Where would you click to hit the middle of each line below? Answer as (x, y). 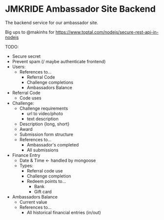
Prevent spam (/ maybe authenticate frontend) (59, 61)
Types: (26, 166)
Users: (19, 67)
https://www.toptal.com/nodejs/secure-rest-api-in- (107, 32)
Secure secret (26, 56)
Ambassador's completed (53, 145)
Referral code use (45, 171)
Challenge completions (50, 82)
